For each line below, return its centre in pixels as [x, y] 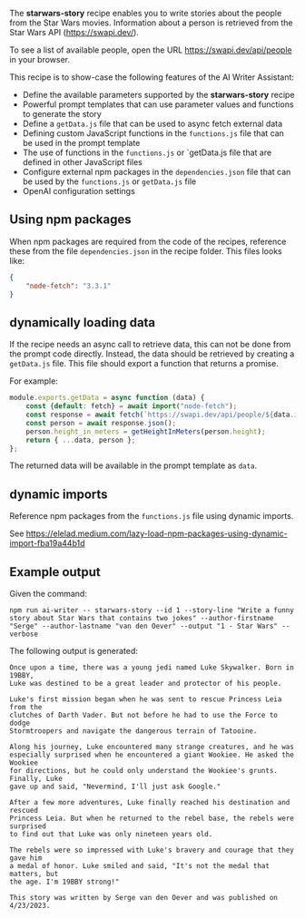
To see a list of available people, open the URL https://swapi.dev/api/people [151, 50]
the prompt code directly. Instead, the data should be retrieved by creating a [152, 354]
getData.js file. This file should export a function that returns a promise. [144, 364]
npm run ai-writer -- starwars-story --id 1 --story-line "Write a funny [152, 610]
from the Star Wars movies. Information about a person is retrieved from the [151, 23]
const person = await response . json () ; [101, 423]
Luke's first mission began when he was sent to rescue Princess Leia [146, 699]
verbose [24, 634]
